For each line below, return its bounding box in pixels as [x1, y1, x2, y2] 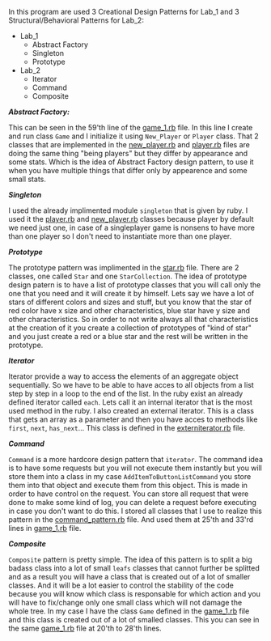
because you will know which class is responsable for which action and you [8, 589, 260, 598]
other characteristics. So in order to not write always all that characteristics [8, 315, 259, 324]
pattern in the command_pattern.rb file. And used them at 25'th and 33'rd [8, 515, 254, 524]
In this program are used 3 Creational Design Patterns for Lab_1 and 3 [8, 7, 240, 16]
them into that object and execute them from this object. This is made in [8, 481, 248, 490]
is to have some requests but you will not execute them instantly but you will [8, 463, 263, 473]
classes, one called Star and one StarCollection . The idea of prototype [8, 271, 248, 281]
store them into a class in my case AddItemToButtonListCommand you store [8, 472, 252, 481]
